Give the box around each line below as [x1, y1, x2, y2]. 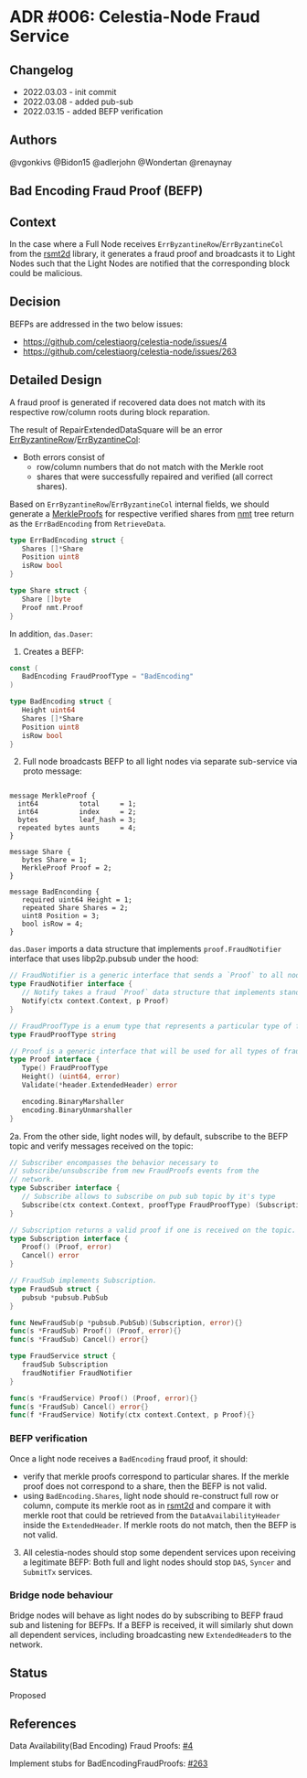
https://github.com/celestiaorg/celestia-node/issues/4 [22, 336, 228, 347]
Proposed [9, 1689, 47, 1700]
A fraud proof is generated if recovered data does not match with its [9, 396, 266, 408]
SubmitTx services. [22, 1566, 93, 1577]
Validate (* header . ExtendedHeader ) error [21, 1081, 178, 1090]
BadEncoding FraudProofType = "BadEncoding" [21, 672, 195, 681]
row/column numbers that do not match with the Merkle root [36, 461, 264, 472]
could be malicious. [9, 268, 83, 279]
